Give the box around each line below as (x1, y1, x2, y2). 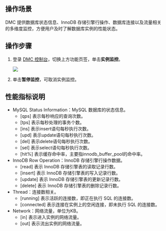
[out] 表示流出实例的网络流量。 (20, 220, 85, 226)
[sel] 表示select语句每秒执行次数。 (20, 145, 92, 151)
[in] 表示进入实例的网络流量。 (20, 214, 82, 220)
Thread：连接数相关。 (12, 189, 59, 195)
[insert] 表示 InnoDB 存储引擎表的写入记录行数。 (20, 170, 121, 176)
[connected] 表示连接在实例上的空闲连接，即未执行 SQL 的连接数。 (20, 202, 160, 208)
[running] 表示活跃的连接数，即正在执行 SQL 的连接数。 (20, 195, 136, 201)
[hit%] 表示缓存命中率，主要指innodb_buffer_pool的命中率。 (20, 151, 145, 157)
